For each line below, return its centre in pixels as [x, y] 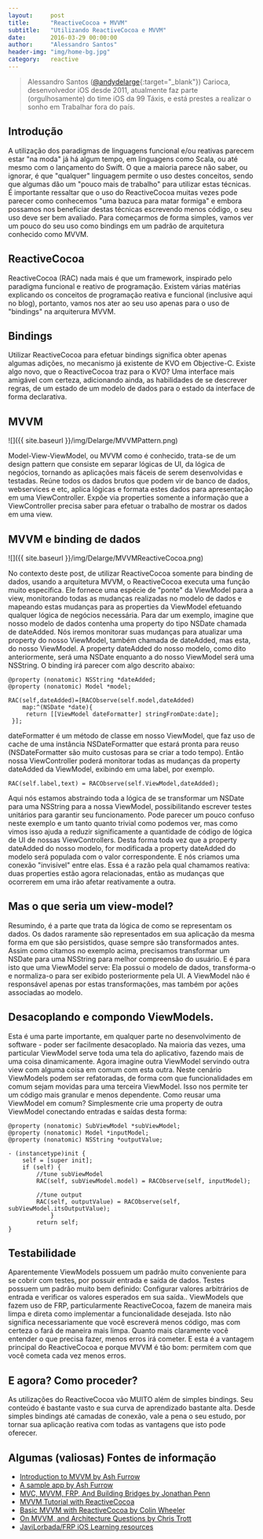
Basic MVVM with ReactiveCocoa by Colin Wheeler [102, 1510]
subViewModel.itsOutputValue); [59, 1208]
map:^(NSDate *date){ [57, 707]
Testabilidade [42, 1253]
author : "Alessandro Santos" [63, 45]
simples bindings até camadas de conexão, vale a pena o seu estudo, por [127, 1416]
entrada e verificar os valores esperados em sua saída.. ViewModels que [126, 1297]
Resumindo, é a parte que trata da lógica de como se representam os [120, 925]
